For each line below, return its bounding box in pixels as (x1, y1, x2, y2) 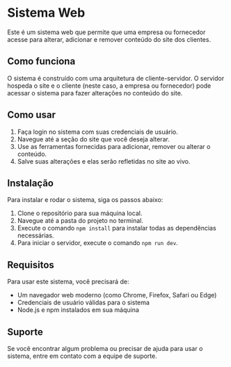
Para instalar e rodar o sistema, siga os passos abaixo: (7, 196, 164, 204)
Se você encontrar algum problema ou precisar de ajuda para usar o (7, 345, 203, 352)
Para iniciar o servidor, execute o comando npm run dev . (17, 239, 179, 247)
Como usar (7, 109, 56, 121)
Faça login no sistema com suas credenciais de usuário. (17, 127, 179, 136)
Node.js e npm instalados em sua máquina (17, 306, 139, 314)
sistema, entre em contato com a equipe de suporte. (7, 352, 158, 360)
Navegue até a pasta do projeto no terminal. (17, 217, 144, 225)
